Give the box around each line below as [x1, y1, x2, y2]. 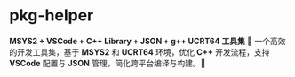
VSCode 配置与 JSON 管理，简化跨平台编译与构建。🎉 [9, 58, 206, 68]
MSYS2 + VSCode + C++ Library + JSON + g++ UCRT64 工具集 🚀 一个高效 [9, 35, 286, 46]
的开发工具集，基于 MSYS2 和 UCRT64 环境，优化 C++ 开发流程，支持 [9, 46, 270, 58]
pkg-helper [9, 5, 94, 26]
